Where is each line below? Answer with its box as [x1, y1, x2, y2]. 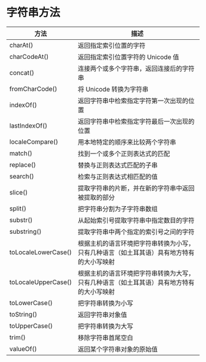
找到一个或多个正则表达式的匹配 [77, 149, 170, 158]
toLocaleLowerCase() [9, 248, 72, 256]
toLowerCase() [9, 298, 53, 307]
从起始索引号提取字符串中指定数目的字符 [77, 216, 195, 225]
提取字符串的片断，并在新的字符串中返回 [77, 183, 195, 192]
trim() [9, 333, 26, 341]
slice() [9, 188, 28, 196]
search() [9, 172, 34, 180]
